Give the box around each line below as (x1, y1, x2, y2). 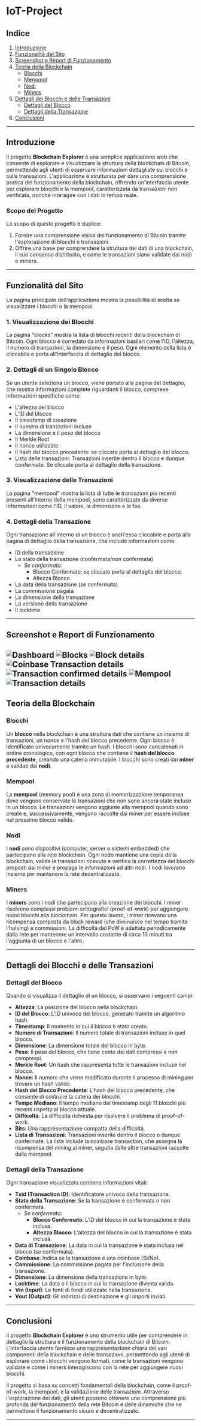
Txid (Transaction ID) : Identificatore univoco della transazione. (14, 1191, 170, 1198)
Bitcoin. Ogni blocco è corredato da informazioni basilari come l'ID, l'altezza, (6, 338, 194, 345)
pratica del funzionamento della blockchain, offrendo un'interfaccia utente (6, 178, 190, 186)
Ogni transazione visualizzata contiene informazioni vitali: (6, 1179, 148, 1186)
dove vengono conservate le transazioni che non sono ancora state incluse (6, 797, 191, 804)
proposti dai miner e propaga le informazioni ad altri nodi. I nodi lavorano (6, 864, 185, 872)
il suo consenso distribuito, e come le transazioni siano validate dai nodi (14, 251, 193, 258)
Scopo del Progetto (6, 206, 63, 214)
